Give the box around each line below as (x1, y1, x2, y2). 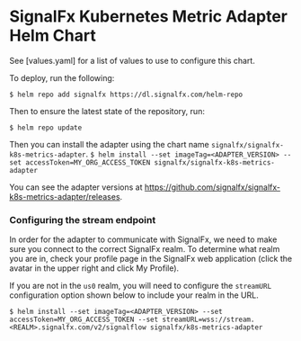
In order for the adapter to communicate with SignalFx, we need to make (9, 234, 278, 245)
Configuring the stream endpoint (9, 213, 156, 226)
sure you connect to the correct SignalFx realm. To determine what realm (9, 244, 280, 255)
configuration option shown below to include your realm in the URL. (9, 290, 259, 301)
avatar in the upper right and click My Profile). (9, 263, 180, 274)
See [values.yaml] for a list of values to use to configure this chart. (9, 55, 256, 66)
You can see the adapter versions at (9, 182, 143, 193)
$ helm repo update (9, 123, 83, 132)
